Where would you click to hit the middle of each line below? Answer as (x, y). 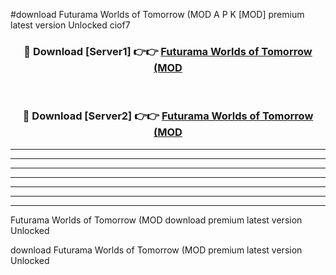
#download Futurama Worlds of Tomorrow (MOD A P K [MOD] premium (157, 14)
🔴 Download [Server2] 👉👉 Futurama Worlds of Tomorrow (168, 116)
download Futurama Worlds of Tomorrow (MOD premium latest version (156, 250)
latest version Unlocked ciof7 (70, 25)
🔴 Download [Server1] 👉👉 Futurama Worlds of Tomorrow (168, 51)
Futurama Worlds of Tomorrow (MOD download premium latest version (156, 220)
